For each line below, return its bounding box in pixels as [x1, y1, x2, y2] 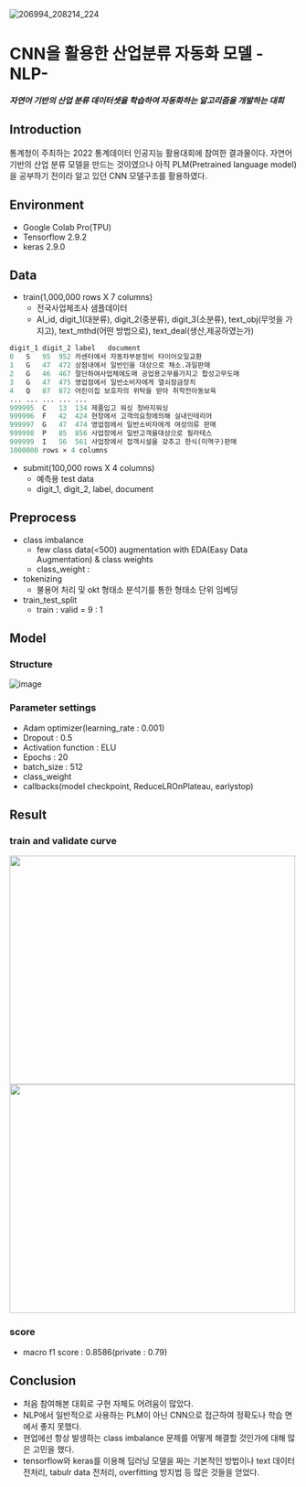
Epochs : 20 [22, 751, 69, 763]
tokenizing [22, 572, 62, 584]
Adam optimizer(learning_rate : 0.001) [22, 722, 165, 733]
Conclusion [9, 1373, 77, 1388]
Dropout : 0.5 [22, 732, 73, 743]
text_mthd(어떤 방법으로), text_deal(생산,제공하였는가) [58, 326, 254, 337]
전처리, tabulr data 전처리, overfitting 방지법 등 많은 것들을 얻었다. [22, 1467, 260, 1478]
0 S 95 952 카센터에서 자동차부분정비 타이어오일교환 [9, 352, 203, 361]
